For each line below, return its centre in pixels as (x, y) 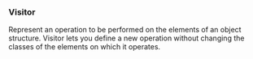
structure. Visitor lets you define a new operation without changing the (126, 38)
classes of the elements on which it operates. (85, 47)
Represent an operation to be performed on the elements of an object (125, 30)
